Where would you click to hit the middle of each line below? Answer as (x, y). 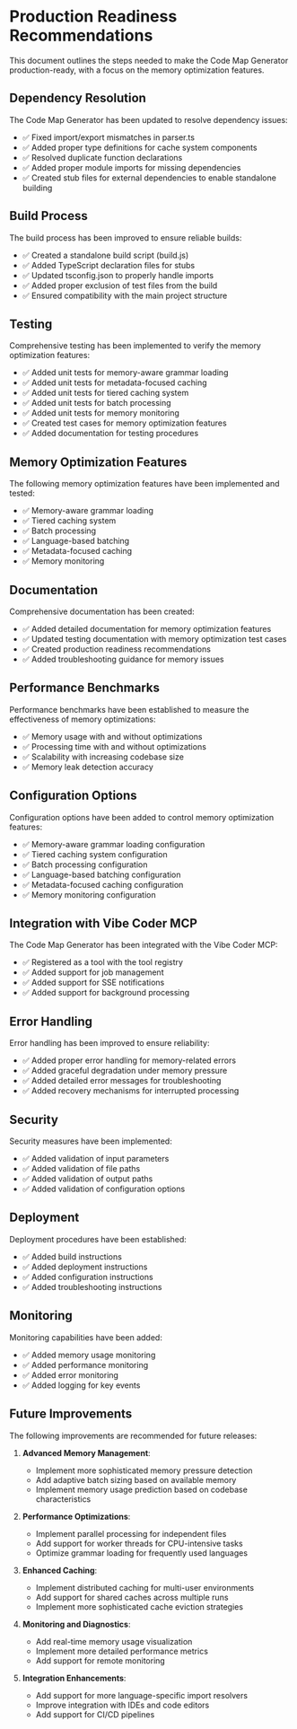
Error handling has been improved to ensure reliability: (109, 1043)
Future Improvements (71, 1414)
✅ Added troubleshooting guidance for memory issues (123, 659)
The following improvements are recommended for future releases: (133, 1435)
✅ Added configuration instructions (88, 1277)
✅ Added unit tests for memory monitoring (100, 413)
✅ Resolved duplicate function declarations (102, 157)
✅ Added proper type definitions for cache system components (140, 147)
